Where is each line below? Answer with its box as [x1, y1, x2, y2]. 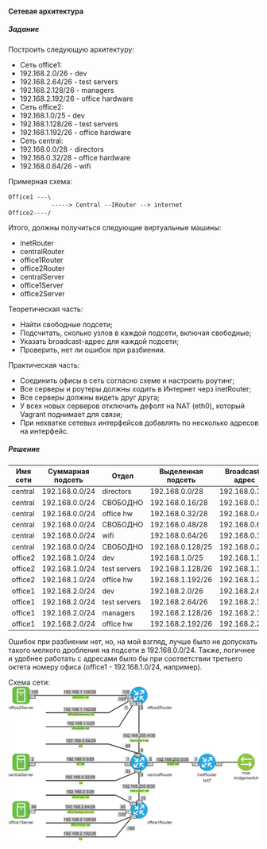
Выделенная [158, 467, 204, 477]
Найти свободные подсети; [19, 319, 113, 329]
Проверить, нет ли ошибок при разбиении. [19, 345, 166, 354]
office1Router [19, 255, 64, 264]
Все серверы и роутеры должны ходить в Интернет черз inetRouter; [19, 384, 252, 393]
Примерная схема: [8, 176, 73, 186]
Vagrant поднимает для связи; [19, 409, 123, 419]
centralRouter [19, 246, 65, 256]
